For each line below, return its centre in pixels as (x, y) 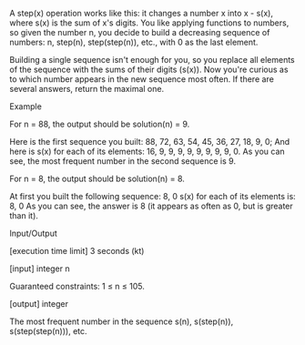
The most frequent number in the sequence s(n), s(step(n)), (122, 321)
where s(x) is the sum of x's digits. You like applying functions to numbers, (149, 23)
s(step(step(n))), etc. (49, 331)
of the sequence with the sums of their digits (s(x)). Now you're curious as (149, 69)
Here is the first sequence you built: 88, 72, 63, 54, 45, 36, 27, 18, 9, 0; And (150, 142)
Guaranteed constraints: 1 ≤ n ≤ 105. (77, 286)
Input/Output (33, 233)
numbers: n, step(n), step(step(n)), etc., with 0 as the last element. (134, 42)
